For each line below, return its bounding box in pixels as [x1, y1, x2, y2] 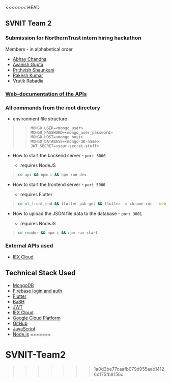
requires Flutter [20, 191, 52, 197]
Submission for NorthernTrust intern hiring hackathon [5, 34, 141, 41]
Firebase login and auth [12, 288, 63, 294]
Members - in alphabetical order [5, 46, 73, 52]
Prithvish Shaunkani [12, 66, 54, 73]
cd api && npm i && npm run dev [17, 172, 87, 177]
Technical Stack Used [5, 269, 76, 277]
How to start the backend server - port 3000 [12, 152, 106, 158]
